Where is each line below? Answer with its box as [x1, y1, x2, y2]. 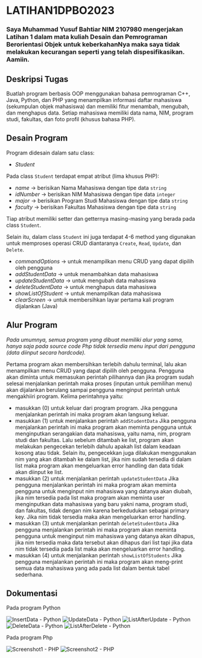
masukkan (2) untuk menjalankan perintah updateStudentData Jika [14, 475, 179, 482]
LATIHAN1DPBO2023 [6, 4, 115, 17]
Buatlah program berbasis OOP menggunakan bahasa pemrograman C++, [6, 90, 191, 97]
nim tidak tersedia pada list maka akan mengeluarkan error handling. [14, 545, 186, 552]
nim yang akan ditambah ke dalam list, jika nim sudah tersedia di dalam [14, 455, 192, 463]
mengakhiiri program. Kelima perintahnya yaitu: [6, 393, 124, 400]
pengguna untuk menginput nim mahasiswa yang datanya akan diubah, [14, 487, 193, 495]
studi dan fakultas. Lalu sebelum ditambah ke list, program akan [14, 436, 174, 443]
